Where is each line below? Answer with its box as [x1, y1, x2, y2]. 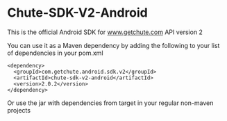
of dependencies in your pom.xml [7, 49, 103, 57]
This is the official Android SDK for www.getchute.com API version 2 [7, 28, 203, 36]
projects [7, 106, 31, 114]
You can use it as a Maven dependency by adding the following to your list [7, 41, 220, 49]
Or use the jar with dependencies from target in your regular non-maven [7, 99, 214, 107]
